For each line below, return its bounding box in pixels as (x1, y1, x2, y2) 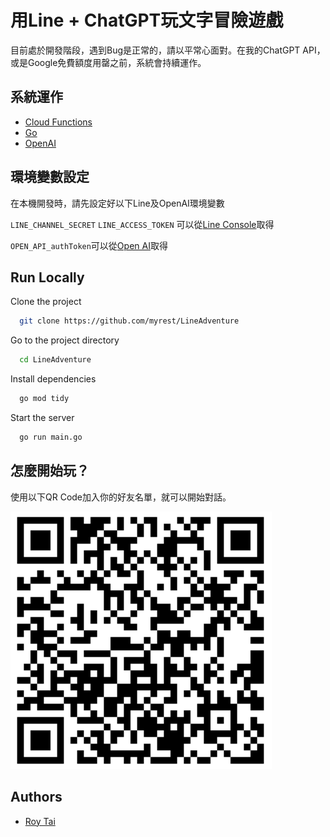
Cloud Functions (24, 116, 93, 128)
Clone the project (10, 296, 82, 308)
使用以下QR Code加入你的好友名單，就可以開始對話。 (10, 491, 232, 503)
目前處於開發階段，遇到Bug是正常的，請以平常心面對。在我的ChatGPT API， (10, 44, 326, 56)
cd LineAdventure (19, 355, 92, 365)
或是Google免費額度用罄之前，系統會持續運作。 (10, 56, 207, 68)
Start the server (10, 412, 75, 423)
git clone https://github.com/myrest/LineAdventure (19, 316, 240, 326)
